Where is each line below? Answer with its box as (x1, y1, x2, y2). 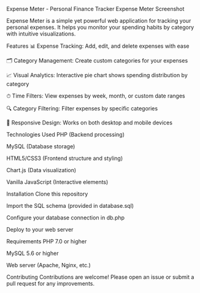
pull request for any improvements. (6, 280, 95, 287)
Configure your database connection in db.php (6, 214, 125, 221)
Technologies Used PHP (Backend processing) (6, 131, 125, 138)
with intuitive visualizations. (6, 30, 76, 37)
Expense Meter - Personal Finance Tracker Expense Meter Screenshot (6, 6, 185, 12)
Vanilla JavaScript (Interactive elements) (6, 178, 109, 186)
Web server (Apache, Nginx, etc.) (6, 262, 91, 268)
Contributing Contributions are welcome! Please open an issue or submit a (6, 273, 194, 281)
